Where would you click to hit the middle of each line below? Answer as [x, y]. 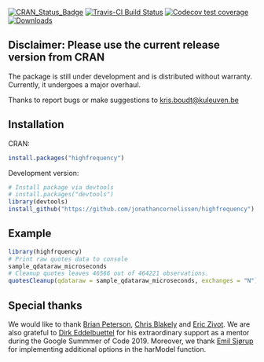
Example [30, 234]
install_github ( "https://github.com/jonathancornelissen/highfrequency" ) [132, 209]
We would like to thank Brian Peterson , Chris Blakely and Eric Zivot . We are [129, 324]
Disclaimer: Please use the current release [114, 45]
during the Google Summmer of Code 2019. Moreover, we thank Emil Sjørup [131, 341]
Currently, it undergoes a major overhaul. [75, 84]
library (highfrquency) [45, 251]
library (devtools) [38, 202]
